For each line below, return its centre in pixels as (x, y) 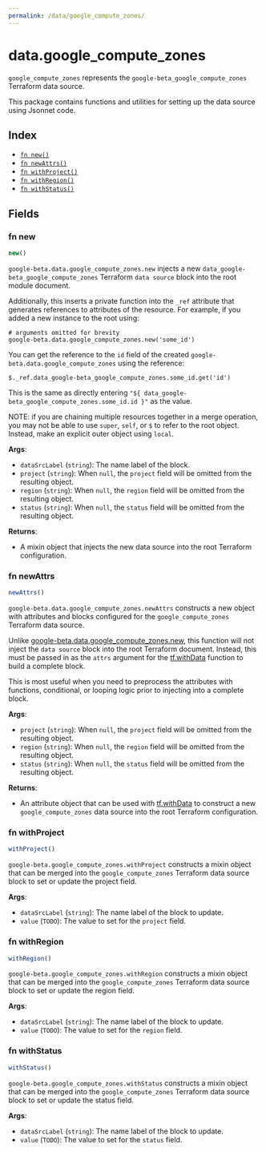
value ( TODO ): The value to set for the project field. (103, 921)
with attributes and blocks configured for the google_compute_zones (119, 617)
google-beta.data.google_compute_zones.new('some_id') (102, 340)
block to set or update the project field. (73, 881)
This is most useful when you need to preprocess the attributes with (121, 682)
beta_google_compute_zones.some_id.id (73, 401)
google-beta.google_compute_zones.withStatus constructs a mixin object (128, 1083)
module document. (39, 285)
